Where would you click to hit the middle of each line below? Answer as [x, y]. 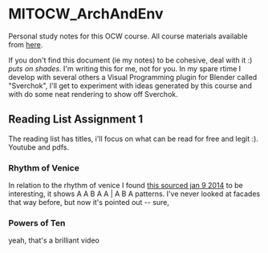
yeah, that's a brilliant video [54, 240]
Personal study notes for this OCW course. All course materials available [128, 36]
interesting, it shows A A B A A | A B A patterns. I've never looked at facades [134, 194]
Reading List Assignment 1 [76, 120]
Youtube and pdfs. [39, 147]
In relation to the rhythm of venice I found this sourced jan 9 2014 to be [126, 186]
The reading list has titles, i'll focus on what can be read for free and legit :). [134, 139]
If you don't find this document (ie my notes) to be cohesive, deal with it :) [130, 60]
